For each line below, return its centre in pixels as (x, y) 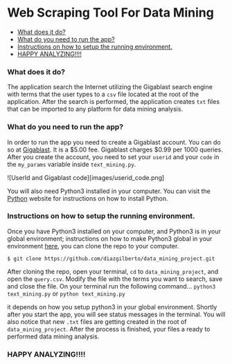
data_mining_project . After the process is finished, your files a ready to (109, 329)
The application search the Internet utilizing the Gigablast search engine (110, 87)
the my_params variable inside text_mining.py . (72, 164)
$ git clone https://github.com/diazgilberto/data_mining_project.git (111, 258)
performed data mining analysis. (53, 336)
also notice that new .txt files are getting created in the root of (97, 321)
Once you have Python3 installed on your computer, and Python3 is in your (114, 231)
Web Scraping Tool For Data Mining (111, 13)
